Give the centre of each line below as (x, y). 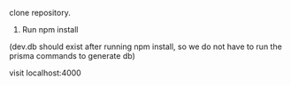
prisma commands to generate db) (72, 56)
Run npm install (50, 29)
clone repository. (40, 13)
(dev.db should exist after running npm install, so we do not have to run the (146, 46)
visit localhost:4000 (45, 73)
